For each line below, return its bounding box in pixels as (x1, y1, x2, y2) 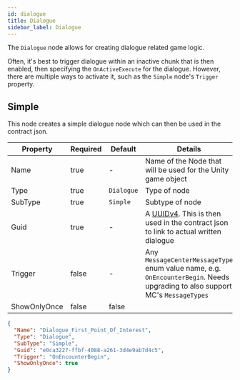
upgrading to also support (145, 281, 232, 291)
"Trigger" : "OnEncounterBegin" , (14, 353, 111, 361)
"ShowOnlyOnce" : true (14, 360, 79, 367)
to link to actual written (145, 226, 221, 236)
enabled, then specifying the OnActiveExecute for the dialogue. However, (7, 65, 221, 74)
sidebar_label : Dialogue (7, 24, 81, 31)
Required (70, 144, 102, 154)
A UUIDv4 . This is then (145, 209, 221, 219)
